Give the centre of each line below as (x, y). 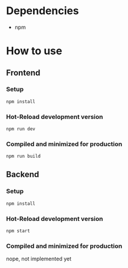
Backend (23, 175)
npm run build (24, 156)
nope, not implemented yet (39, 259)
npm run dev (21, 129)
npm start (18, 231)
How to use (34, 51)
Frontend (23, 73)
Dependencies (42, 11)
